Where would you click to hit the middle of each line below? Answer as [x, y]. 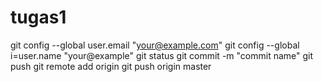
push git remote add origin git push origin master [111, 66]
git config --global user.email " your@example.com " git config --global [155, 45]
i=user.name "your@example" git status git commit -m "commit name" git [162, 55]
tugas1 [38, 17]
